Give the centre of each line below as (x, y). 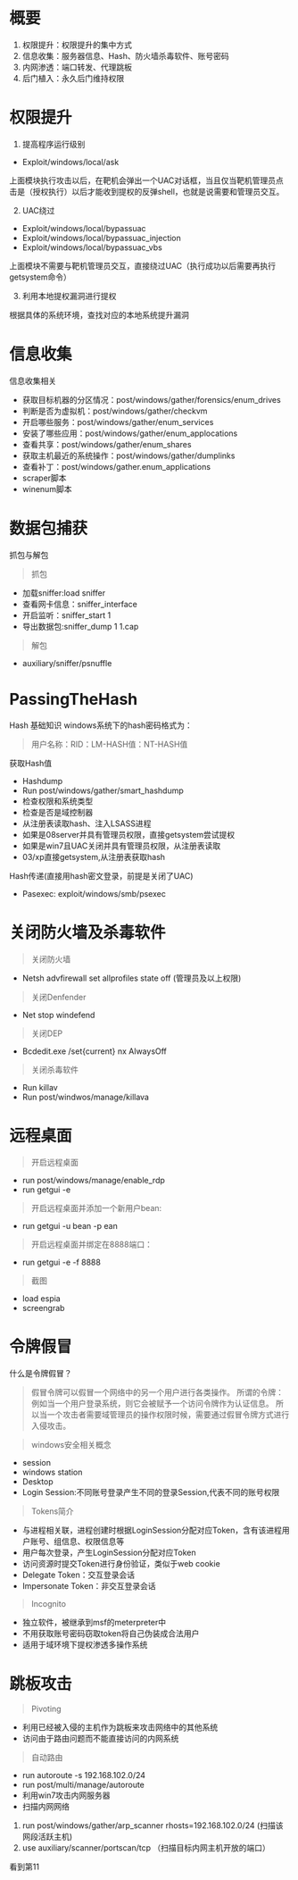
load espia (41, 1298)
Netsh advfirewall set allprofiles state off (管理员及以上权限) (132, 978)
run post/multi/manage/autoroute (83, 1785)
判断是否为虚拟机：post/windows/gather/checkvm (115, 411)
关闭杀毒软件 (54, 1069)
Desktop (37, 1481)
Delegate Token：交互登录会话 (79, 1575)
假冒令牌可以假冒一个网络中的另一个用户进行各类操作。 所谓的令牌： (157, 1392)
